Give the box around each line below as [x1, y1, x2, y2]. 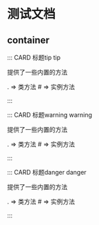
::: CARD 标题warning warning [7, 111, 93, 119]
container [7, 34, 50, 46]
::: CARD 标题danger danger [7, 168, 87, 176]
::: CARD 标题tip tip [7, 53, 60, 61]
